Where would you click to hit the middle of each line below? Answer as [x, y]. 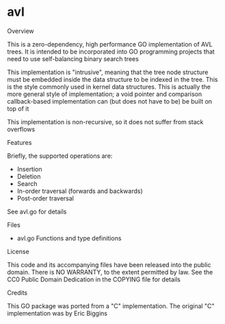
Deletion [29, 176]
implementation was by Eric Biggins [57, 313]
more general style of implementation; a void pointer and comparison [105, 94]
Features [19, 142]
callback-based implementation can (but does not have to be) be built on [110, 101]
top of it [18, 108]
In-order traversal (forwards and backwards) [80, 191]
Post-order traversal [45, 198]
